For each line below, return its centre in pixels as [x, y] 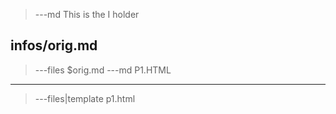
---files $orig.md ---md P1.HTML [103, 70]
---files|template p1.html [85, 98]
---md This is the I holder [87, 14]
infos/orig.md [54, 45]
